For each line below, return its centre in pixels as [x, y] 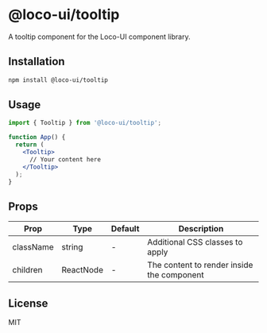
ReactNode [82, 270]
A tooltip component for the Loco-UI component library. [99, 37]
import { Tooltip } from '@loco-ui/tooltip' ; [85, 123]
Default [125, 229]
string [72, 247]
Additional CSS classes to [195, 242]
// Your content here [65, 159]
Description [201, 229]
